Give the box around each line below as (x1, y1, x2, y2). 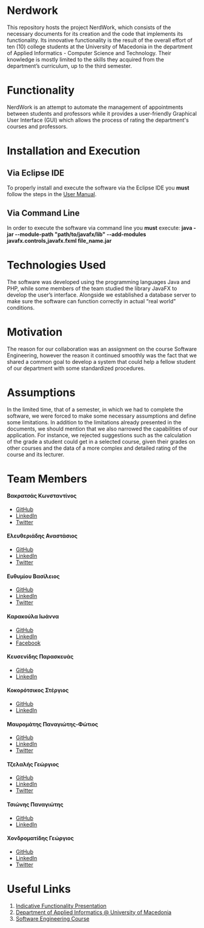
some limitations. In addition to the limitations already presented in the (7, 418, 182, 426)
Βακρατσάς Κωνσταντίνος (7, 492, 77, 499)
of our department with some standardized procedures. (7, 364, 146, 372)
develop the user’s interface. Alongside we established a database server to (7, 291, 196, 298)
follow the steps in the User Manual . (7, 190, 97, 197)
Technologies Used (7, 258, 107, 272)
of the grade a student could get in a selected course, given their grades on (7, 438, 196, 445)
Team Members (7, 472, 87, 485)
